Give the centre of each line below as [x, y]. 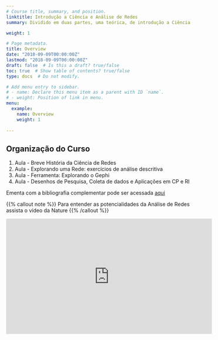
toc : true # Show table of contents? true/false [68, 71]
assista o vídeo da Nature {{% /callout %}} [58, 210]
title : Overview [26, 49]
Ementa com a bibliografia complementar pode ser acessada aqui [86, 193]
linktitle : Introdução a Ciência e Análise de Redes [72, 17]
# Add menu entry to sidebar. [43, 87]
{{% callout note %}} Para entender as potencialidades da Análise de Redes [98, 204]
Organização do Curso [48, 149]
